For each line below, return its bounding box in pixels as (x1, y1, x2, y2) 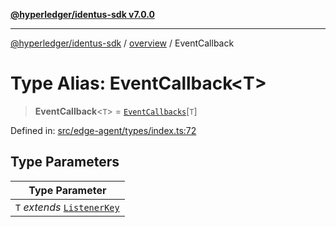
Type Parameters (10, 154, 120, 171)
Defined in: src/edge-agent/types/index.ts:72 (10, 124, 197, 136)
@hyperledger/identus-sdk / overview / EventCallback (10, 37, 235, 49)
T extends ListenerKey (15, 200, 120, 214)
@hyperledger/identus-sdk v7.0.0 (10, 9, 155, 20)
